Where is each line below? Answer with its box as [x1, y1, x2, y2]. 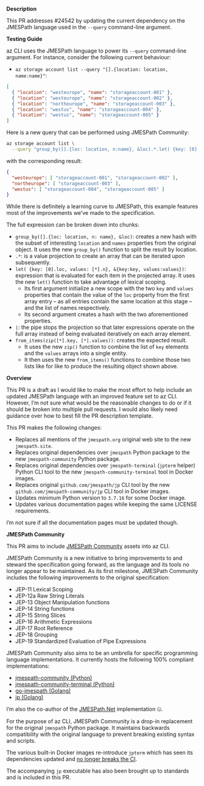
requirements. [15, 507, 51, 514]
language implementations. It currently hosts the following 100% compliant [6, 656, 194, 663]
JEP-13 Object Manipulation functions [15, 599, 110, 606]
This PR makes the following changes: [6, 424, 102, 431]
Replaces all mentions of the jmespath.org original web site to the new [15, 436, 191, 443]
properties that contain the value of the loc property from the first [24, 291, 190, 298]
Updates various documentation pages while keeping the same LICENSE [15, 500, 198, 508]
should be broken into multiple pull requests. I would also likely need [6, 406, 178, 413]
